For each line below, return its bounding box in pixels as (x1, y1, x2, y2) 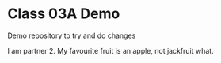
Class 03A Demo (7, 5, 120, 23)
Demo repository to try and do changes (7, 31, 136, 40)
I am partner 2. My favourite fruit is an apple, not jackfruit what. (7, 46, 215, 55)
